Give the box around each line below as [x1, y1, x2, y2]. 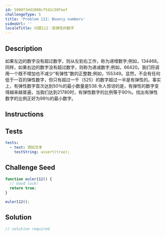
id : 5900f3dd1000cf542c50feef [5, 7, 68, 12]
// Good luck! [9, 181, 39, 186]
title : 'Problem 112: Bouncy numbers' [5, 16, 85, 21]
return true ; [9, 186, 37, 191]
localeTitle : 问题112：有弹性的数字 [5, 26, 75, 31]
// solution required [5, 226, 50, 232]
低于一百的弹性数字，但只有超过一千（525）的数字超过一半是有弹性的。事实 [5, 77, 162, 83]
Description [5, 44, 42, 53]
